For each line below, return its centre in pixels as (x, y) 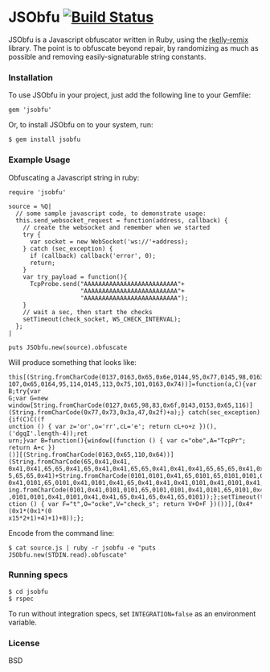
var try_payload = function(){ (75, 277)
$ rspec (21, 599)
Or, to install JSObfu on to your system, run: (81, 125)
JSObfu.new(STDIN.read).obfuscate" (68, 555)
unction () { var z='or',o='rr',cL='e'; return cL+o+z (102, 426)
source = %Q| (30, 206)
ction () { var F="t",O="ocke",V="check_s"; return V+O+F (107, 504)
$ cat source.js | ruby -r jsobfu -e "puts (82, 548)
